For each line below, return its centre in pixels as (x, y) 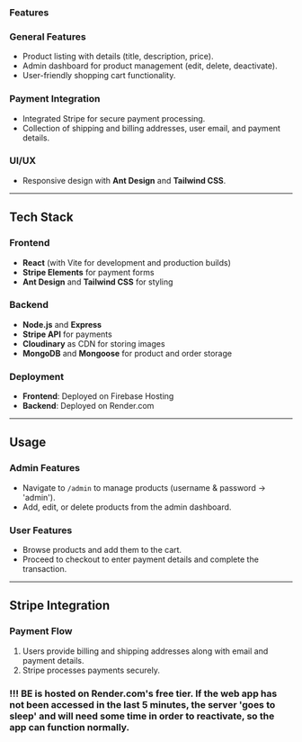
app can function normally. (70, 727)
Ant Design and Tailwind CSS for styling (98, 282)
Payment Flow (41, 631)
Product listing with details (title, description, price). (118, 57)
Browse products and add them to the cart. (102, 550)
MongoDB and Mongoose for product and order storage (127, 353)
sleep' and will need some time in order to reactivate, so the (142, 716)
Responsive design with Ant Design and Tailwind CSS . (124, 180)
